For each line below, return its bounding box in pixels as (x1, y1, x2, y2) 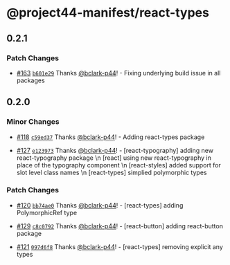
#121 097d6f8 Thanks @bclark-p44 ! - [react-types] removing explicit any (16, 242, 223, 250)
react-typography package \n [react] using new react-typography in (16, 154, 212, 162)
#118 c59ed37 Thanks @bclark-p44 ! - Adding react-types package (16, 133, 205, 141)
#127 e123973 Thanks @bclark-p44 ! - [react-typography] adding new (16, 146, 214, 154)
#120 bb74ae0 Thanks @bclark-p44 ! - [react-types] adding (16, 201, 184, 209)
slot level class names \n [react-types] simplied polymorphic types (16, 168, 207, 176)
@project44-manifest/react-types (6, 5, 209, 21)
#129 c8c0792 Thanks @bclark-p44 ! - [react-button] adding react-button (16, 221, 223, 230)
